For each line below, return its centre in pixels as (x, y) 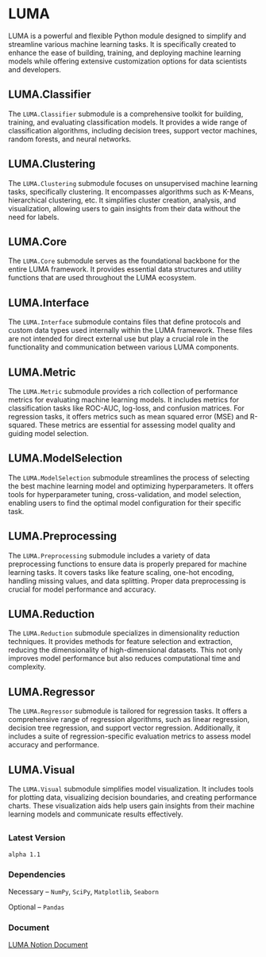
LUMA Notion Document (48, 945)
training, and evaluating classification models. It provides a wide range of (128, 122)
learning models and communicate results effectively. (96, 814)
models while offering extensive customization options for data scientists (128, 61)
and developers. (35, 69)
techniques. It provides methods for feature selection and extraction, (120, 642)
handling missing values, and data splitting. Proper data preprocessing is (127, 581)
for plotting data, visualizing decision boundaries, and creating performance (133, 797)
